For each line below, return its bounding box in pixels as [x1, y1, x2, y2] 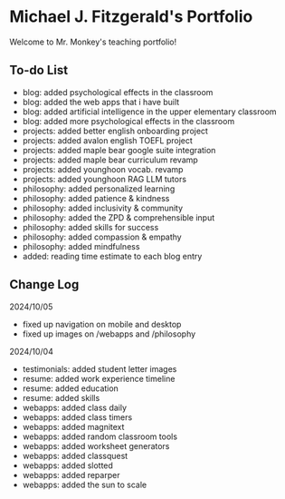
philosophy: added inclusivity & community [22, 202, 184, 213]
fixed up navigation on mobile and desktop [22, 318, 182, 329]
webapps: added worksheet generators [22, 440, 170, 451]
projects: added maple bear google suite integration [22, 144, 216, 155]
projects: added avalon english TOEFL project [22, 134, 193, 146]
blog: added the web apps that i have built [22, 96, 180, 107]
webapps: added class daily [22, 402, 128, 413]
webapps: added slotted [22, 460, 113, 471]
